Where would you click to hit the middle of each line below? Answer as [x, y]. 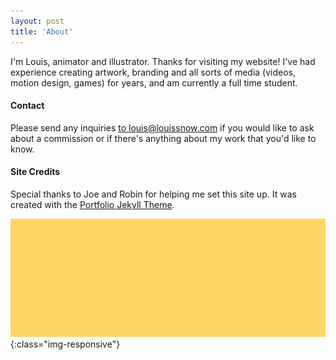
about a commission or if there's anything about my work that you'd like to [163, 138]
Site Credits [35, 172]
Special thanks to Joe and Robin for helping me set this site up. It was [153, 194]
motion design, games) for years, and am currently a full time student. [154, 82]
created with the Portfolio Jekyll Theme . [92, 204]
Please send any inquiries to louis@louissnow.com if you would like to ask [162, 127]
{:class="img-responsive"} [65, 344]
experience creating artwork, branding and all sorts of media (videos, [153, 72]
